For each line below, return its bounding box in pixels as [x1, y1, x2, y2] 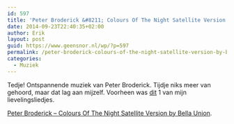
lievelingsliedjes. [7, 95, 54, 104]
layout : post [7, 36, 45, 43]
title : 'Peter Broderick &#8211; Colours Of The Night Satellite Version [7, 17, 226, 24]
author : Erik [7, 29, 45, 37]
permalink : [7, 49, 39, 56]
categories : [7, 55, 42, 62]
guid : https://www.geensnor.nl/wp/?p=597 [7, 42, 130, 49]
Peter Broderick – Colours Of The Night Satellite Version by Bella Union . [7, 109, 212, 117]
